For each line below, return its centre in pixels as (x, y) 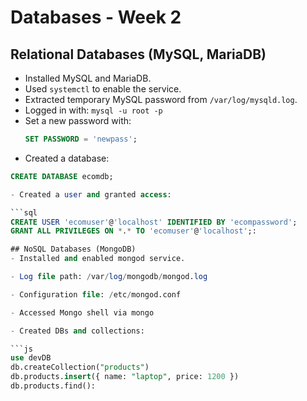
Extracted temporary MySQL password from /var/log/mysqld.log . (161, 99)
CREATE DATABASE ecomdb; (62, 176)
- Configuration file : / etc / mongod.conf (96, 294)
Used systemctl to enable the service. (103, 89)
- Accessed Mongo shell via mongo (82, 312)
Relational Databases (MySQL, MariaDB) (138, 54)
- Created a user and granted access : (91, 194)
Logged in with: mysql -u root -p (93, 110)
